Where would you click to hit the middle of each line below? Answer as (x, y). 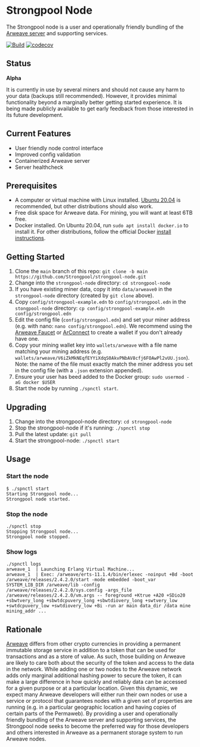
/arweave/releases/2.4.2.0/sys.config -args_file (69, 590)
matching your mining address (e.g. (59, 351)
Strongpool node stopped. (38, 537)
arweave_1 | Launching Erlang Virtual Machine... (70, 569)
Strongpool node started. (38, 499)
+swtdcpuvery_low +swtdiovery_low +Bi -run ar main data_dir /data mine (99, 606)
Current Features (39, 134)
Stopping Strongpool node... (42, 532)
